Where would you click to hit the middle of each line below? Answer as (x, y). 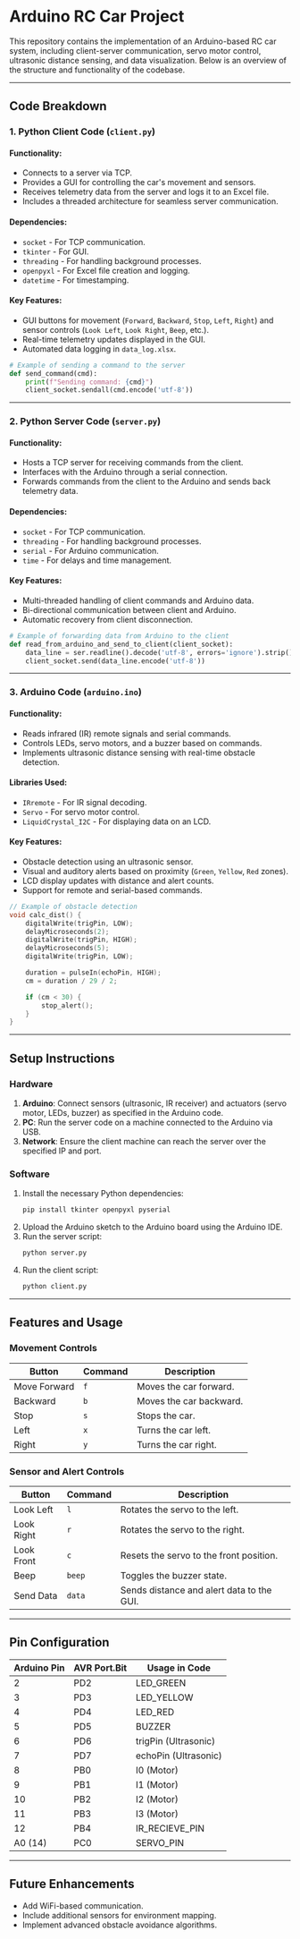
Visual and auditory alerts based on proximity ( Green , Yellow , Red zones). (155, 871)
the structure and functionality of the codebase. (97, 70)
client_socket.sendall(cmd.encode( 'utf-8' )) (109, 390)
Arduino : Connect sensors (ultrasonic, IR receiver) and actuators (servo (154, 1103)
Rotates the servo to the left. (179, 1510)
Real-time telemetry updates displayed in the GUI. (114, 339)
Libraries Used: (38, 782)
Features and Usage (66, 1323)
